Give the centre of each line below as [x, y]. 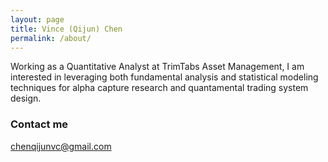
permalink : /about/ [51, 38]
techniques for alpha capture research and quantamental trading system [159, 88]
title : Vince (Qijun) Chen [66, 29]
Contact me [39, 124]
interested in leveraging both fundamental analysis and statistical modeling [164, 77]
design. [26, 98]
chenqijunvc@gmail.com [61, 146]
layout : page [37, 19]
